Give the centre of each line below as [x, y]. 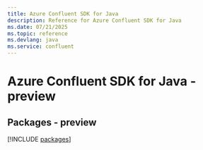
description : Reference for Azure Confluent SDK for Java [94, 20]
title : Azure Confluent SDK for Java [63, 14]
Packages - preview [52, 122]
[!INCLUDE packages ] [39, 139]
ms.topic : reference [38, 33]
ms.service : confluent [41, 46]
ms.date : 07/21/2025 [38, 27]
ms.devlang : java [33, 40]
